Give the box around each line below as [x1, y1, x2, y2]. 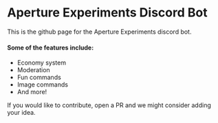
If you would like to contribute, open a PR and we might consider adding [7, 101, 212, 109]
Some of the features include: [7, 43, 94, 52]
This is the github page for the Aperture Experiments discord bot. [7, 27, 192, 36]
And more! [17, 88, 47, 96]
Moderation [17, 66, 50, 74]
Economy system [17, 58, 67, 67]
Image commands [17, 80, 69, 89]
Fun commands [17, 74, 62, 82]
